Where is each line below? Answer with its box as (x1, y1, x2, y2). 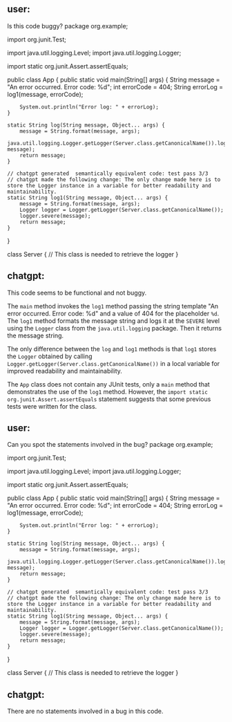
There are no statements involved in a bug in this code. (7, 707, 164, 716)
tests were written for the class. (7, 402, 97, 410)
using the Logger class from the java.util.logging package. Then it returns (7, 324, 222, 332)
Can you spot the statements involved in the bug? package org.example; (7, 441, 213, 449)
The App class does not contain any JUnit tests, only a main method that (7, 380, 211, 388)
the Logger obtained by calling (7, 352, 93, 360)
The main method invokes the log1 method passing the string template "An (7, 302, 219, 310)
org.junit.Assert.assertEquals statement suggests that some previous (7, 395, 211, 403)
